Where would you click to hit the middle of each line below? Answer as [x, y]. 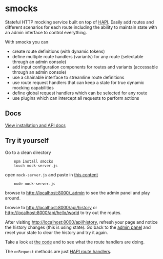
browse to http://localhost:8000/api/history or [51, 207]
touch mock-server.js [36, 166]
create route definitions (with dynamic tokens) [58, 51]
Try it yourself [27, 140]
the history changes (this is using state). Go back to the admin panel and [78, 227]
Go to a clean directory [28, 152]
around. [13, 198]
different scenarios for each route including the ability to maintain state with [81, 27]
